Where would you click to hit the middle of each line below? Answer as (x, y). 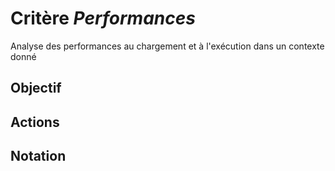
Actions (35, 122)
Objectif (36, 88)
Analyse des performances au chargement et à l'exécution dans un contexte (167, 46)
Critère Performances (103, 18)
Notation (38, 156)
